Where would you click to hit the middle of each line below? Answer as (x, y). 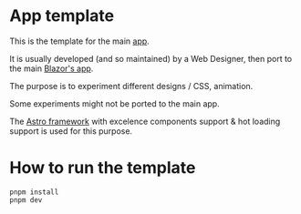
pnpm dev (26, 200)
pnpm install (34, 192)
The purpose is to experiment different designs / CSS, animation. (131, 86)
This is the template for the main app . (80, 41)
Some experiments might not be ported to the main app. (115, 103)
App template (62, 16)
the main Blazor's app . (52, 68)
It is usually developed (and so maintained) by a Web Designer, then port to (151, 58)
